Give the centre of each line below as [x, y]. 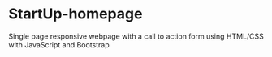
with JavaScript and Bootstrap [59, 44]
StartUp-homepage [76, 14]
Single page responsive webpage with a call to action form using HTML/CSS [136, 36]
